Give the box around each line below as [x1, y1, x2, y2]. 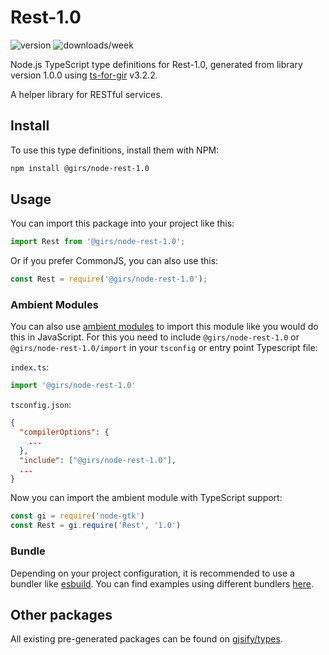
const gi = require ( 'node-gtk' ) [10, 511, 145, 521]
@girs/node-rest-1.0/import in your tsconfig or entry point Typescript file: [10, 342, 318, 354]
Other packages [10, 606, 113, 623]
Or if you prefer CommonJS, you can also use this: [10, 255, 219, 267]
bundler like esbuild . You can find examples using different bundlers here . [10, 577, 315, 590]
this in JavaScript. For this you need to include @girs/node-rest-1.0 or [10, 331, 300, 343]
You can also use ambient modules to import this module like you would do [10, 321, 319, 333]
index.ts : [10, 361, 50, 373]
